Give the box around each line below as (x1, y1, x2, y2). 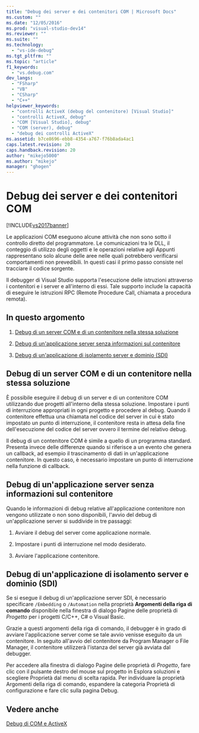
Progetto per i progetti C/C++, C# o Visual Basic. (6, 613, 126, 620)
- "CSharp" (11, 92, 39, 98)
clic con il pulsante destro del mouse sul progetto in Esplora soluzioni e (6, 668, 180, 675)
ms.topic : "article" (6, 58, 58, 64)
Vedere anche (6, 704, 59, 715)
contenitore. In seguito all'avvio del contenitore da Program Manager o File (6, 638, 189, 645)
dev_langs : (6, 75, 33, 81)
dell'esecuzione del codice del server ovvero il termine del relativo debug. (6, 425, 187, 432)
